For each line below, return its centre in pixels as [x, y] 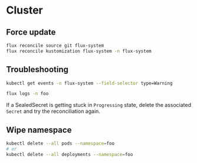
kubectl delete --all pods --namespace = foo [60, 144]
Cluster [24, 10]
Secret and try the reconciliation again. [53, 111]
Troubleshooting [37, 69]
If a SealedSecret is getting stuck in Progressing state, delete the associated [99, 105]
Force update [31, 32]
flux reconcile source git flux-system [55, 45]
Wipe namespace [39, 130]
